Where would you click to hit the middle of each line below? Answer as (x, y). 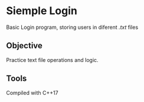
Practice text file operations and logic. (52, 60)
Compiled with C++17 (32, 93)
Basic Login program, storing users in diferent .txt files (72, 27)
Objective (24, 46)
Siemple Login (42, 11)
